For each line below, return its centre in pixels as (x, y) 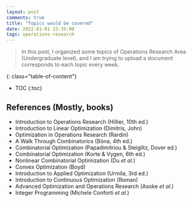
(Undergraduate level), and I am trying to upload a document (97, 58)
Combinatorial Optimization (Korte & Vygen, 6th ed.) (80, 154)
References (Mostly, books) (60, 107)
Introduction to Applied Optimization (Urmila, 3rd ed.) (82, 173)
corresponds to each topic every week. (70, 65)
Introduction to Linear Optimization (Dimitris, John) (79, 128)
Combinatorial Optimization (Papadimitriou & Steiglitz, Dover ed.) (96, 147)
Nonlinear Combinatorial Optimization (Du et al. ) (75, 160)
